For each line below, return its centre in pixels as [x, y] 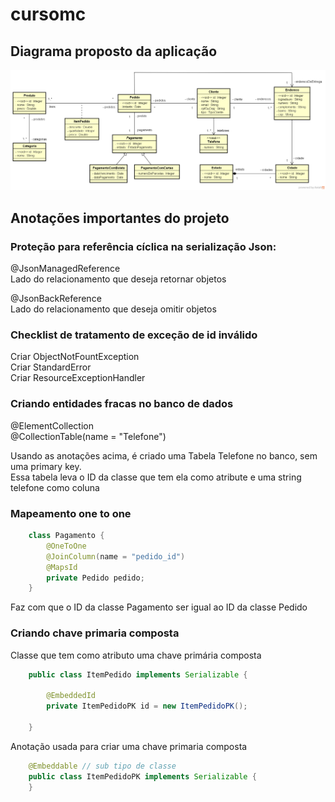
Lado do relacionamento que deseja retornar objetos [118, 279]
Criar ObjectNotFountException [75, 357]
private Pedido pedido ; [95, 578]
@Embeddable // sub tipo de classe [102, 766]
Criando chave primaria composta [95, 633]
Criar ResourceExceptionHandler [78, 378]
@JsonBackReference [56, 299]
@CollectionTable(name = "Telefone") [88, 436]
